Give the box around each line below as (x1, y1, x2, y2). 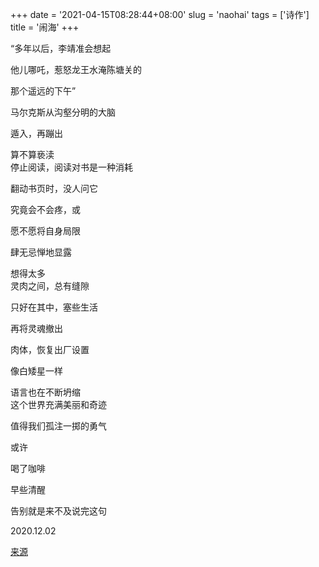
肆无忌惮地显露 (10, 246, 72, 258)
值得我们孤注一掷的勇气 (10, 420, 107, 432)
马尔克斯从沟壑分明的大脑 (10, 106, 116, 118)
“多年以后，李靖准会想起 (10, 43, 112, 54)
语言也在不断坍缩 (10, 386, 81, 398)
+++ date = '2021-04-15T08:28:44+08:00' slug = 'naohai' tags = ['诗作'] (10, 9, 310, 20)
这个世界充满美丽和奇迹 (10, 399, 107, 410)
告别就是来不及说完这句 (10, 505, 107, 517)
